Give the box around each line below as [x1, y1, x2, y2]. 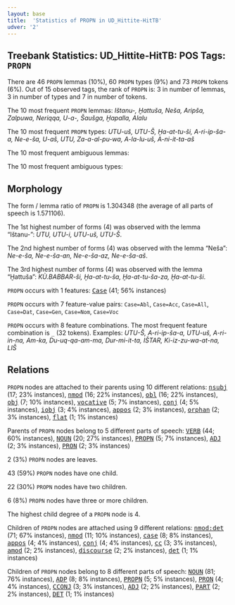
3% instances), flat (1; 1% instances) [7, 412, 118, 421]
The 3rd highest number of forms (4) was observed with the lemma [7, 265, 203, 273]
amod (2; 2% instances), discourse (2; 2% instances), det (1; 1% [7, 546, 199, 554]
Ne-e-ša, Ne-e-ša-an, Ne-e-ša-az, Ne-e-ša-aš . [7, 251, 148, 260]
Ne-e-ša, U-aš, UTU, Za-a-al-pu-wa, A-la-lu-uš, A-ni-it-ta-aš [14, 135, 195, 143]
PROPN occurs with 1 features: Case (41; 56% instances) [7, 287, 167, 294]
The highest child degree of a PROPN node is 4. [7, 510, 141, 518]
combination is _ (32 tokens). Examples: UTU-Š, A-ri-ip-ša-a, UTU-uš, [7, 329, 212, 337]
